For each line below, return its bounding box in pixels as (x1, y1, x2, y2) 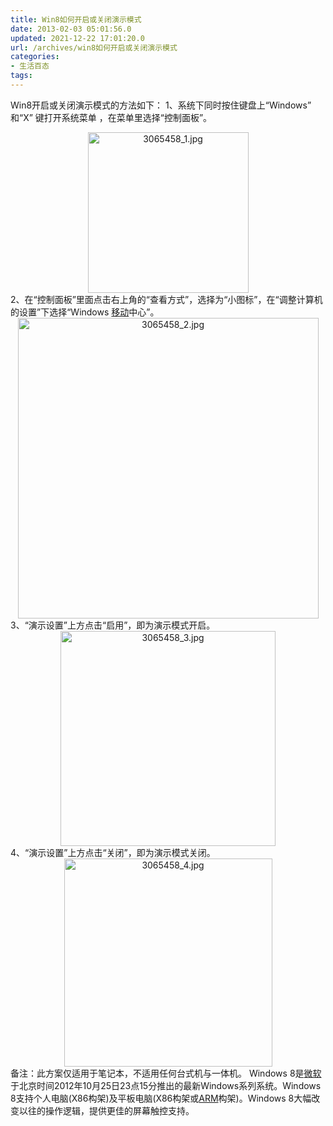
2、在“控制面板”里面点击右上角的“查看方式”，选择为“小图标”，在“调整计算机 (10, 293, 323, 305)
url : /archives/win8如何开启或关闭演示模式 (10, 42, 178, 53)
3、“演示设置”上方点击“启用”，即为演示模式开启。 (10, 619, 216, 631)
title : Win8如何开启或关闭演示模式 (10, 14, 142, 25)
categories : (10, 52, 60, 62)
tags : (10, 71, 33, 81)
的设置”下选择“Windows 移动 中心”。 (10, 306, 160, 318)
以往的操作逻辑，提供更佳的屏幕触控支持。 (18, 1104, 195, 1116)
